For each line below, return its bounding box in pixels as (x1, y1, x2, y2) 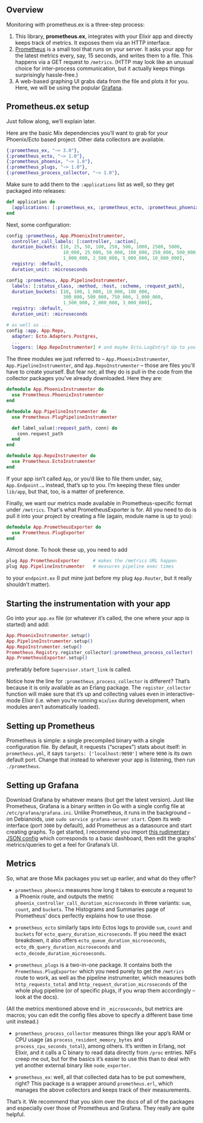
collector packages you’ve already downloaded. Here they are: (6, 375, 163, 382)
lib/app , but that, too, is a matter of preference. (6, 488, 125, 495)
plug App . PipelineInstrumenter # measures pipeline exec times (6, 563, 174, 570)
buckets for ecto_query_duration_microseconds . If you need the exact (14, 930, 187, 937)
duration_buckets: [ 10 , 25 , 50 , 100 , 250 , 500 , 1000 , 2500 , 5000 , (11, 244, 182, 250)
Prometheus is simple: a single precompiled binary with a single (6, 737, 165, 744)
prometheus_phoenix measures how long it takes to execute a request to (14, 886, 193, 893)
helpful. (6, 1110, 25, 1118)
